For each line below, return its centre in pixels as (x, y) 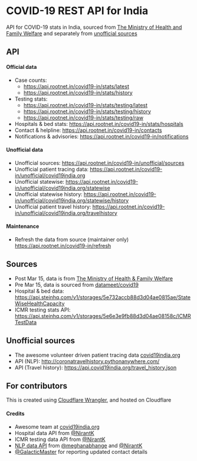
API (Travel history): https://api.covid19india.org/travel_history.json (96, 367)
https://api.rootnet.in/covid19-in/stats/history (78, 92)
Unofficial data (24, 150)
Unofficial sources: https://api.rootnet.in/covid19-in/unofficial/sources (99, 162)
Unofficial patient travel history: (53, 207)
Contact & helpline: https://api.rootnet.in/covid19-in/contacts (88, 130)
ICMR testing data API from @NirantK (60, 439)
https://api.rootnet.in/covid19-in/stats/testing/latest (86, 105)
